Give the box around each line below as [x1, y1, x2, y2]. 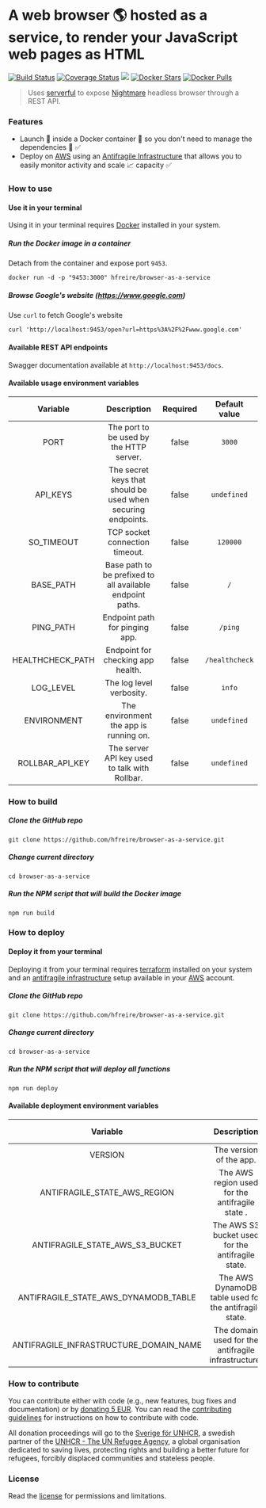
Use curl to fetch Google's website [8, 311, 123, 320]
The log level [104, 677, 153, 688]
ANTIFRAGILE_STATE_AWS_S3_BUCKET [31, 1239, 182, 1250]
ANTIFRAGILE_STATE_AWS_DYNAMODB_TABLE [17, 1292, 196, 1303]
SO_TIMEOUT [28, 536, 79, 548]
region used [213, 1177, 259, 1188]
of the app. [215, 1154, 256, 1165]
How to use [8, 183, 53, 194]
